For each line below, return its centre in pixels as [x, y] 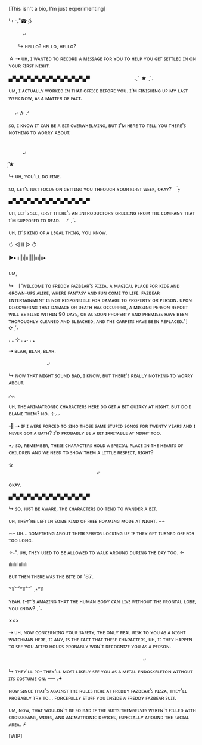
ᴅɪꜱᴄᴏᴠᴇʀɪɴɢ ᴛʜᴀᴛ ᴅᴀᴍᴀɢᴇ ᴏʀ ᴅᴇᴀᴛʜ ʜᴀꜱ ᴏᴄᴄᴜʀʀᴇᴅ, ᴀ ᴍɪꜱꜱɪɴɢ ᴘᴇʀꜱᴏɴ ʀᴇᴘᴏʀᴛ [98, 307]
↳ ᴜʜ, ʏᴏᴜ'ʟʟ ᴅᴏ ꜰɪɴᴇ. [35, 176]
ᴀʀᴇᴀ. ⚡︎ [18, 724]
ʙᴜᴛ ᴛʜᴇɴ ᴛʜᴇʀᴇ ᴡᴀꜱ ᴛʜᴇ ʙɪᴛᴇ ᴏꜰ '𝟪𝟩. [51, 576]
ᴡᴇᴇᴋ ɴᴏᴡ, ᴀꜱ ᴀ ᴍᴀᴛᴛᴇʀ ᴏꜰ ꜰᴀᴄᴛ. [45, 98]
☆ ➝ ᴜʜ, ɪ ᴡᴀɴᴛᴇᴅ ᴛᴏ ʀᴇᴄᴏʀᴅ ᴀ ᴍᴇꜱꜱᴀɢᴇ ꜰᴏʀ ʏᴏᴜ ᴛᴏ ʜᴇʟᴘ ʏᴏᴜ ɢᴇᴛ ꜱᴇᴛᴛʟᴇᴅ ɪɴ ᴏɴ [102, 58]
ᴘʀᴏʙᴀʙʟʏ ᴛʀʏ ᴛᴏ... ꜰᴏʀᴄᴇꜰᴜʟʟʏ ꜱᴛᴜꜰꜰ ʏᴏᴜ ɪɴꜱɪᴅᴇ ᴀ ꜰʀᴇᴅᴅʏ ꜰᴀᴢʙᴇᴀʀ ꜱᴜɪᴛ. [92, 698]
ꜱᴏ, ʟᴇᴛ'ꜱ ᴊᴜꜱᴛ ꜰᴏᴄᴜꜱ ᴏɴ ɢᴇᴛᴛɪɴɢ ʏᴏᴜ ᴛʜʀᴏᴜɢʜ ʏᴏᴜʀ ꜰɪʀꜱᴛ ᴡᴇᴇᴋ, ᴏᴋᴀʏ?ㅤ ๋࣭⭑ [94, 189]
